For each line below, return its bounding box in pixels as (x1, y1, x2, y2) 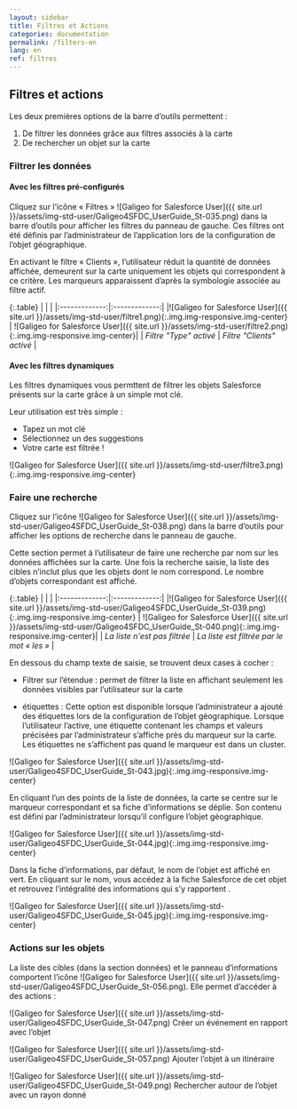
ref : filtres (9, 54, 58, 63)
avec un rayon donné (9, 1089, 87, 1100)
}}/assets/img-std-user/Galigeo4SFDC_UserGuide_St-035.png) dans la (9, 211, 268, 221)
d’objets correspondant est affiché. (9, 576, 137, 586)
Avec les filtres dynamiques (9, 360, 114, 371)
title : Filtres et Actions (9, 21, 109, 30)
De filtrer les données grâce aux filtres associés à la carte (21, 128, 233, 139)
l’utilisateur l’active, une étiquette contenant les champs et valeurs (21, 721, 263, 731)
